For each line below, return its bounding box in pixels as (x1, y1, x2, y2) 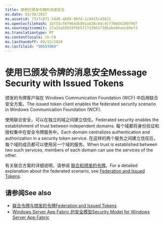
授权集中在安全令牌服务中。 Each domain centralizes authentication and (5, 129, 150, 135)
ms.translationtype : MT (5, 30, 54, 35)
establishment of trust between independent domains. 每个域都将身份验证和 (5, 123, 160, 129)
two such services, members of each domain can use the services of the (5, 147, 153, 153)
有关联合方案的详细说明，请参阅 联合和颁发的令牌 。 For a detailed (5, 162, 138, 168)
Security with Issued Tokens (5, 78, 124, 89)
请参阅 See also (5, 188, 52, 197)
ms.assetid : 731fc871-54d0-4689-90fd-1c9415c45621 (5, 16, 111, 21)
